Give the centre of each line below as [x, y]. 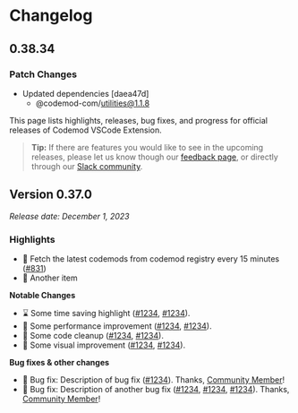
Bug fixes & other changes [60, 362]
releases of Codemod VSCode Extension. [86, 130]
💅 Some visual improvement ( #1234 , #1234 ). [104, 345]
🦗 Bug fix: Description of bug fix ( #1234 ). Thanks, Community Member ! [153, 379]
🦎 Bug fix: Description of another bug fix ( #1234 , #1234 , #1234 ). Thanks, [156, 389]
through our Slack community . [87, 166]
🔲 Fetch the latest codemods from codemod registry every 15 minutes [151, 258]
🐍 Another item [50, 278]
